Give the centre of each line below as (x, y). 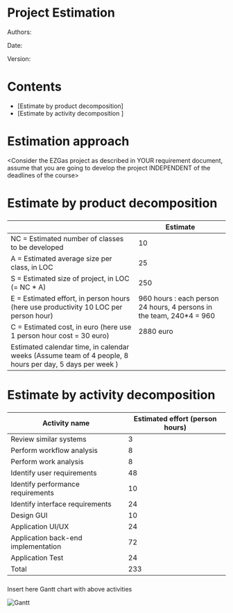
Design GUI (29, 515)
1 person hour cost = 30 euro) (60, 335)
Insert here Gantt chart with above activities (70, 589)
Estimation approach (68, 142)
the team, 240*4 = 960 (177, 315)
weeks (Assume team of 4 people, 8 (70, 355)
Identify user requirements (54, 473)
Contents (35, 87)
